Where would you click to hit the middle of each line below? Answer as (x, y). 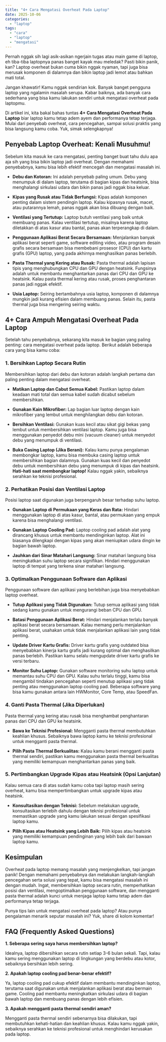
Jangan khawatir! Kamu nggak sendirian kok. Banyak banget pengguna (78, 87)
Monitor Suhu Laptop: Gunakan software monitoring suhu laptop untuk (85, 671)
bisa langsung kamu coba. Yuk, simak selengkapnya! (59, 129)
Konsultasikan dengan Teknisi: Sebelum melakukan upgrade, (76, 805)
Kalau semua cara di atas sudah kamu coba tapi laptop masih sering (75, 785)
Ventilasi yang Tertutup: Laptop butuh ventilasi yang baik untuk (78, 217)
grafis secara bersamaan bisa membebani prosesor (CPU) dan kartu (82, 248)
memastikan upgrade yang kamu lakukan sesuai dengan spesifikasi (81, 816)
